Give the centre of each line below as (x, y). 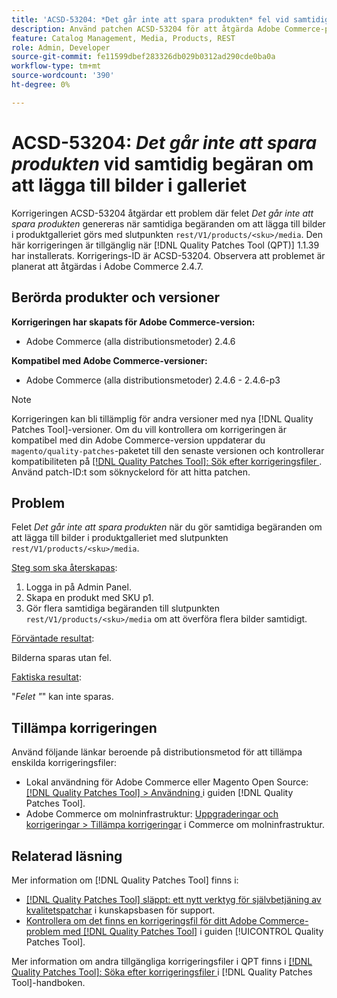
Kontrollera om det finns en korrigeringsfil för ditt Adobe (141, 920)
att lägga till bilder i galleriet (129, 185)
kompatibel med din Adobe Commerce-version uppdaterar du (138, 440)
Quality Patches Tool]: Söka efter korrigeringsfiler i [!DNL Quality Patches (162, 972)
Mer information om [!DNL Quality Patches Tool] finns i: (125, 880)
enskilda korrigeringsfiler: (64, 763)
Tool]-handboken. (48, 982)
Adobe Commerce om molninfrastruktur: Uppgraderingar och (152, 814)
